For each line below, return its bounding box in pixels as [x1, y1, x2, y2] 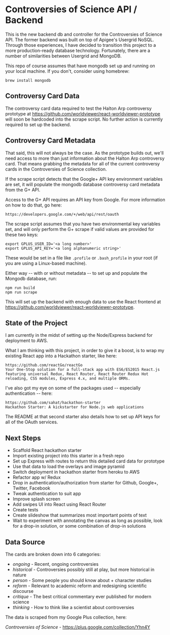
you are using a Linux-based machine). [5, 260, 87, 266]
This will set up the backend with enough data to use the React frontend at [5, 299, 161, 305]
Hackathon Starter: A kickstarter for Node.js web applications [5, 405, 144, 410]
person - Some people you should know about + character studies [12, 578, 152, 583]
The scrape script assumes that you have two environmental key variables [5, 220, 161, 227]
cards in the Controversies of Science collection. [5, 166, 107, 172]
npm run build [5, 285, 36, 291]
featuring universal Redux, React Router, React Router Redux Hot [5, 371, 149, 377]
